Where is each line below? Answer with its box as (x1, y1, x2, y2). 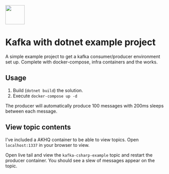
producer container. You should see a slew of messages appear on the (5, 157, 155, 163)
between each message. (5, 108, 58, 114)
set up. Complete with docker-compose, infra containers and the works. (5, 59, 158, 65)
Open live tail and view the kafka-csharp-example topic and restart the (5, 151, 153, 158)
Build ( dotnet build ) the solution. (12, 87, 83, 93)
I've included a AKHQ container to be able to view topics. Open (5, 136, 139, 143)
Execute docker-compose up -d (12, 93, 78, 99)
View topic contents (5, 123, 71, 132)
